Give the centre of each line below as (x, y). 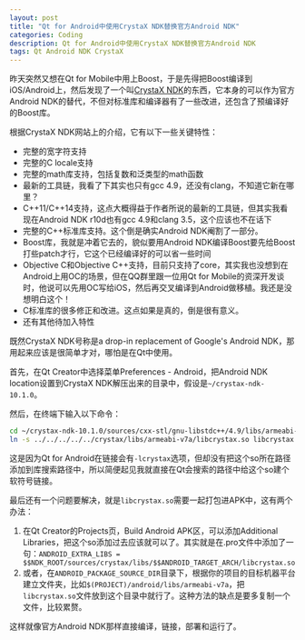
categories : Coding (46, 35)
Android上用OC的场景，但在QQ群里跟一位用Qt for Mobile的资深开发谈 (153, 276)
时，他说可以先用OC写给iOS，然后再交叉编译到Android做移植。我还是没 (157, 288)
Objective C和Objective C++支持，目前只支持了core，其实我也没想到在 (155, 265)
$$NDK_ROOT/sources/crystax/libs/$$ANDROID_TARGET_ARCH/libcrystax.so (159, 563)
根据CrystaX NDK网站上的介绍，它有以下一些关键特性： (114, 132)
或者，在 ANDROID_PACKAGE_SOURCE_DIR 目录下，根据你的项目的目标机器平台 (159, 573)
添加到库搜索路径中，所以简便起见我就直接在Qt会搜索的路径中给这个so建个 (150, 469)
